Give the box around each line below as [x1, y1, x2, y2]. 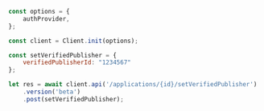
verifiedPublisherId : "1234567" [23, 58, 131, 67]
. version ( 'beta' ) [23, 88, 81, 96]
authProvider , [23, 14, 70, 23]
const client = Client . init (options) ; [8, 37, 138, 45]
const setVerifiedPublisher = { [8, 51, 117, 59]
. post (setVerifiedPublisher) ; [23, 95, 125, 103]
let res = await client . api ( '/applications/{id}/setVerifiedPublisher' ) [8, 81, 258, 89]
